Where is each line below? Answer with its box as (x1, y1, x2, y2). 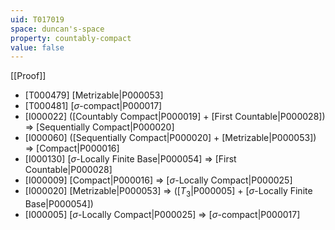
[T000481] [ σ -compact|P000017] (24, 100, 163, 112)
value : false (10, 42, 65, 53)
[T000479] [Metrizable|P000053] (24, 89, 164, 101)
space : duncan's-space (10, 24, 105, 34)
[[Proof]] (10, 70, 47, 82)
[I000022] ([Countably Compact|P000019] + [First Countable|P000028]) (24, 111, 326, 123)
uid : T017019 (10, 14, 65, 25)
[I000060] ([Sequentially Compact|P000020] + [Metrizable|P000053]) (24, 132, 317, 144)
